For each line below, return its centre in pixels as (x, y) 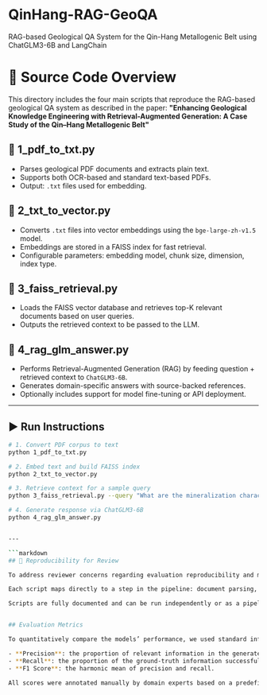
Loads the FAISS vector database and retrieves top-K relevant (121, 308)
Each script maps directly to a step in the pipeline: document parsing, (133, 589)
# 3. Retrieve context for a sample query (79, 488)
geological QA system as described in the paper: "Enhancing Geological (128, 107)
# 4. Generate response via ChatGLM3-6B (76, 511)
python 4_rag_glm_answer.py (55, 518)
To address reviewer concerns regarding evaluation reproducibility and (131, 575)
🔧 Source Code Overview (93, 78)
